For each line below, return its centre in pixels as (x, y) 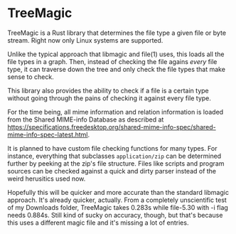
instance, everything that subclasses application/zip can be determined (114, 156)
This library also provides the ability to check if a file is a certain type (108, 90)
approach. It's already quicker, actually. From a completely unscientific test (117, 200)
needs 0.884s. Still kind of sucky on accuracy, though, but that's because (115, 215)
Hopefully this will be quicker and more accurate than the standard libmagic (118, 192)
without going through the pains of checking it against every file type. (109, 98)
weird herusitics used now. (47, 179)
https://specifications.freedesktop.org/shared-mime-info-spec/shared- (112, 127)
